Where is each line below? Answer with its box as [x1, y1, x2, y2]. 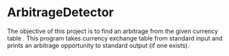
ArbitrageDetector [7, 5, 114, 20]
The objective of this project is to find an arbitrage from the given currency [7, 27, 218, 35]
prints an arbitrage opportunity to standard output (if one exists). [7, 41, 190, 49]
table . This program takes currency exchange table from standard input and [7, 34, 223, 42]
